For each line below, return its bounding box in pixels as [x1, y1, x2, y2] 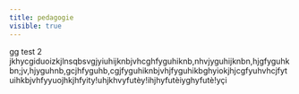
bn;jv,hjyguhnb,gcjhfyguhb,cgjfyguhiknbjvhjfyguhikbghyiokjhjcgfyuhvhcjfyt [9, 64, 288, 76]
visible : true [9, 21, 63, 30]
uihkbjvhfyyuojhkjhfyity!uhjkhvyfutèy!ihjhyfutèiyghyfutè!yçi [9, 74, 228, 85]
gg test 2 [9, 46, 43, 56]
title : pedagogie [9, 13, 74, 22]
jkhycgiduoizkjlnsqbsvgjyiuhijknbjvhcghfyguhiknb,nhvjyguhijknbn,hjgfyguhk [9, 56, 290, 66]
